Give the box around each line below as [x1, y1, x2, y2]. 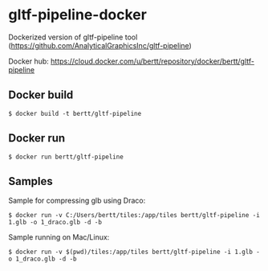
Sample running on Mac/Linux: [8, 232, 110, 242]
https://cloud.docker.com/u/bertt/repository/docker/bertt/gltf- [51, 56, 255, 66]
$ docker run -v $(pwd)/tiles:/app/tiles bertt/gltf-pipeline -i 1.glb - [8, 248, 261, 257]
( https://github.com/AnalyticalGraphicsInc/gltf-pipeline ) [8, 40, 193, 50]
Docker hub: [8, 56, 50, 66]
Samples [8, 175, 54, 188]
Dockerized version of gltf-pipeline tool [8, 32, 138, 42]
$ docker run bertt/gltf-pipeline [8, 153, 124, 161]
